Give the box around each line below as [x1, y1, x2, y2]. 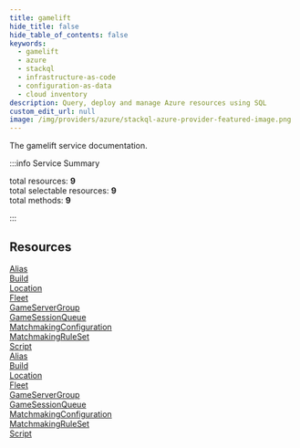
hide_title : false [9, 22, 79, 31]
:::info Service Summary [9, 158, 100, 169]
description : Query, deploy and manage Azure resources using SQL [9, 98, 267, 108]
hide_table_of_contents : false [9, 30, 129, 39]
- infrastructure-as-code [17, 73, 117, 82]
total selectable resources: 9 [9, 185, 117, 196]
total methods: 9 [9, 195, 71, 206]
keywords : [9, 38, 47, 48]
